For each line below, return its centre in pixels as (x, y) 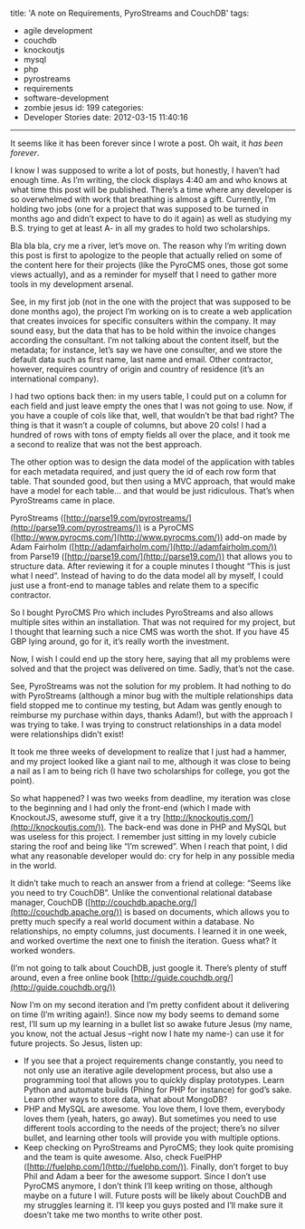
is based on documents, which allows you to (207, 912)
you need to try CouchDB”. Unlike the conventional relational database (141, 893)
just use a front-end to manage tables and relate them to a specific (134, 585)
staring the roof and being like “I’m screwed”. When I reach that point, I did (149, 846)
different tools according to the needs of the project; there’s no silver (151, 1128)
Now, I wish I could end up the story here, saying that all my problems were (150, 659)
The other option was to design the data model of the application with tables (152, 462)
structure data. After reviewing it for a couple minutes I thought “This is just (150, 566)
